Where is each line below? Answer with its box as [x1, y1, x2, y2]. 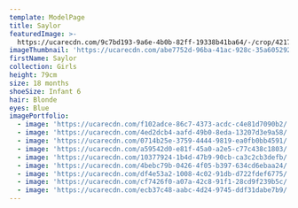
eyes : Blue [9, 104, 50, 112]
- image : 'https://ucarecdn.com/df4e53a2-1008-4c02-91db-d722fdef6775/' [17, 169, 292, 178]
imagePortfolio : [9, 112, 69, 120]
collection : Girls [9, 63, 77, 72]
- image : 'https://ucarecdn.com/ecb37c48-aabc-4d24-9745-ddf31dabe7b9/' [17, 186, 292, 195]
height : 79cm [9, 71, 58, 80]
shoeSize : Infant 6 [9, 87, 82, 96]
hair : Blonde [9, 95, 58, 104]
